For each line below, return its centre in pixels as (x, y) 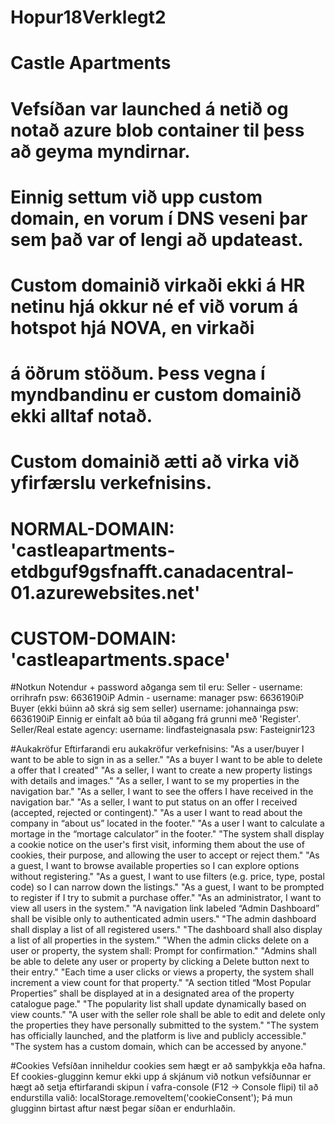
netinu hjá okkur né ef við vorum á (154, 306)
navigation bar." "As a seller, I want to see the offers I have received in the (162, 792)
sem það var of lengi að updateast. (157, 239)
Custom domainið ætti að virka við (155, 462)
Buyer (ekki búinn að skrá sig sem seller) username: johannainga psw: (154, 708)
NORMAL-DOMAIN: (92, 528)
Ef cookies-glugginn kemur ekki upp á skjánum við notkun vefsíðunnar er (161, 1077)
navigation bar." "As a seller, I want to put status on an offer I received (154, 802)
